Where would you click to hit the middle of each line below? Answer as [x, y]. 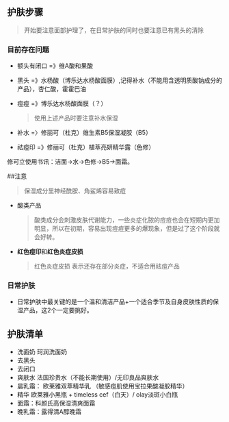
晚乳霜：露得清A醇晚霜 [49, 412]
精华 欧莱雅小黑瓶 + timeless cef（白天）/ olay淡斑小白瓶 [97, 395]
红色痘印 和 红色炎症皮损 [50, 251]
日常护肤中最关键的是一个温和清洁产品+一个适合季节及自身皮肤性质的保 [118, 302]
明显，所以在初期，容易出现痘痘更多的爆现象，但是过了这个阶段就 [127, 229]
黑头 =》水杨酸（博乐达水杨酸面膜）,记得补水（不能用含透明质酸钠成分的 [120, 80]
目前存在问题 [28, 49]
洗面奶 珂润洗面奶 [42, 352]
